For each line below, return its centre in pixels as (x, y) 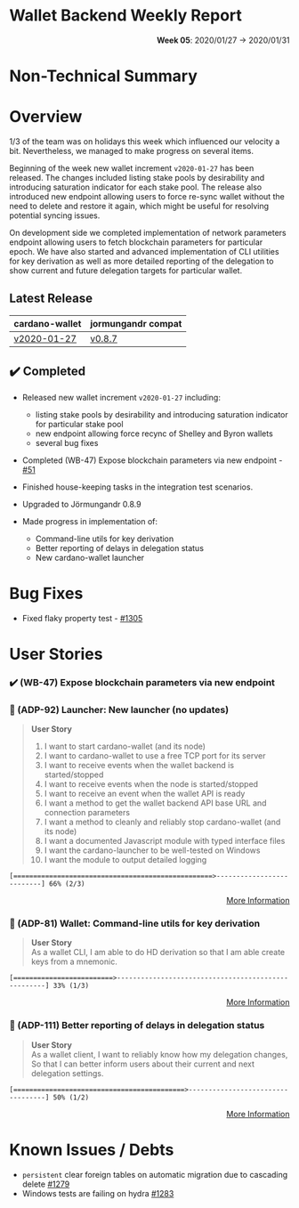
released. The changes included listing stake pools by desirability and (137, 178)
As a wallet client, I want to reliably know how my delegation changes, (159, 1054)
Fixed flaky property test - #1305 (82, 618)
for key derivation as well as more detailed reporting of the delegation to (141, 261)
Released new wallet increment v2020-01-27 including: (121, 397)
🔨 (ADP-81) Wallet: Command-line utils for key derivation (135, 923)
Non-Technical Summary (104, 76)
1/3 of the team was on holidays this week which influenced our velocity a (145, 142)
